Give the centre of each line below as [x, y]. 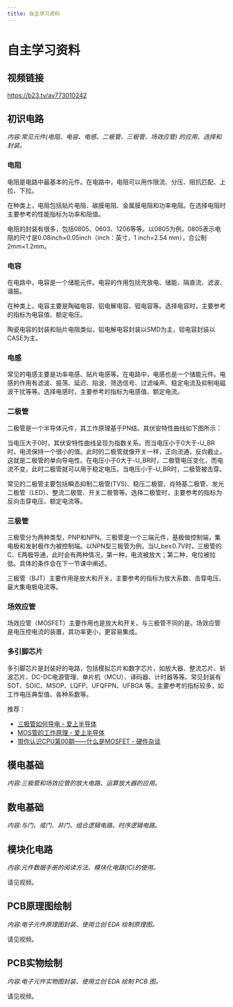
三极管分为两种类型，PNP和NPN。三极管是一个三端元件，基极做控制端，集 [114, 537]
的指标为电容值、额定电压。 [47, 315]
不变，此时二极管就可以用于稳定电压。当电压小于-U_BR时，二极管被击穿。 [119, 469]
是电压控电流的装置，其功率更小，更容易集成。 [74, 632]
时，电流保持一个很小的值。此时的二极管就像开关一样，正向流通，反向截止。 [116, 451]
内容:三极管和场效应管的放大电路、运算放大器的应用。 [84, 783]
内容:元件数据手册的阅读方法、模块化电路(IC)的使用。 [83, 867]
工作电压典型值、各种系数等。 [50, 694]
